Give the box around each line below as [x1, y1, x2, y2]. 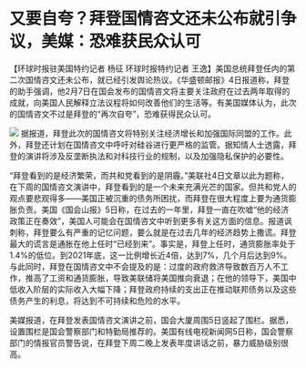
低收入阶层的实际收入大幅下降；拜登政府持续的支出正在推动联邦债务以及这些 [9, 283, 297, 294]
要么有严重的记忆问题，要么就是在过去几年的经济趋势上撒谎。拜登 [48, 227, 297, 238]
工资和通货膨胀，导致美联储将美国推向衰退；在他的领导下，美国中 [48, 272, 297, 283]
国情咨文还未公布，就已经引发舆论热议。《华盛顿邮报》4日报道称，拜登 [25, 74, 291, 85]
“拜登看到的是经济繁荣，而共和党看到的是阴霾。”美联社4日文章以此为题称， [9, 169, 290, 180]
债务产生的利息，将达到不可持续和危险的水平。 [9, 295, 185, 306]
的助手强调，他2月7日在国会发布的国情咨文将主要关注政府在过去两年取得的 [9, 86, 291, 97]
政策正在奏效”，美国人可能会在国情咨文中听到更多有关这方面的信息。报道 [9, 215, 285, 226]
